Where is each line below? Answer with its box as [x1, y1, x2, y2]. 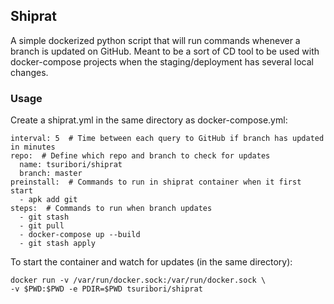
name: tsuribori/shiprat [19, 160, 123, 170]
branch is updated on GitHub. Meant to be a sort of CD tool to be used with [10, 45, 320, 57]
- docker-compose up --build [19, 230, 141, 240]
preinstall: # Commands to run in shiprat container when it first [10, 177, 302, 188]
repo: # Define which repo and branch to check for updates [10, 151, 271, 161]
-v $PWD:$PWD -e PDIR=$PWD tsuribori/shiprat [10, 284, 203, 294]
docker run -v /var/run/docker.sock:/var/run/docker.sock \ [10, 275, 267, 286]
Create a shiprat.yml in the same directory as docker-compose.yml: [10, 114, 288, 126]
